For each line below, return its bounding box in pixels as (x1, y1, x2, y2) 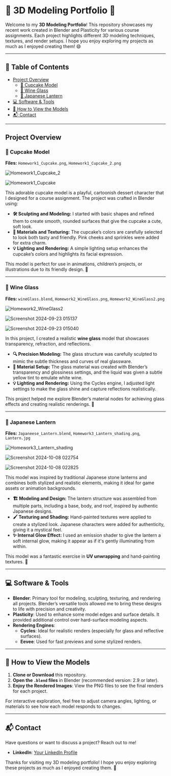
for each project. (12, 688, 48, 694)
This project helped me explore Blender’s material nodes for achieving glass (5, 396, 164, 402)
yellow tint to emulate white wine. (12, 374, 83, 380)
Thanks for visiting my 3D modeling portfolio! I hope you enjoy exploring (5, 759, 157, 766)
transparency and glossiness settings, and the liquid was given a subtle (12, 369, 163, 375)
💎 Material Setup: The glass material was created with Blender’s (12, 363, 148, 370)
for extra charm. (12, 240, 47, 246)
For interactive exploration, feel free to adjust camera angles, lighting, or (5, 698, 157, 704)
